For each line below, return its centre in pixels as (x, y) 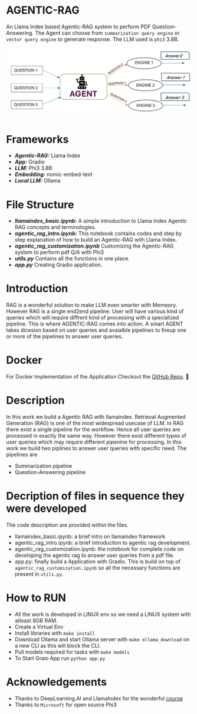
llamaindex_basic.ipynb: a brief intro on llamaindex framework (90, 537)
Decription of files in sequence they (95, 496)
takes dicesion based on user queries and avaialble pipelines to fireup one (96, 330)
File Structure (40, 205)
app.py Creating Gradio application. (58, 265)
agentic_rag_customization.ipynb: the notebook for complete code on (99, 549)
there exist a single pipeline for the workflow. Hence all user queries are (93, 429)
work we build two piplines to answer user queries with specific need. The (96, 448)
